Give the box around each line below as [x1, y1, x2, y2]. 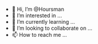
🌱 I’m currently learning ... [11, 18, 75, 25]
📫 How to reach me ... [11, 32, 67, 38]
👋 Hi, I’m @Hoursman [11, 6, 64, 12]
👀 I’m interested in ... [11, 12, 62, 19]
